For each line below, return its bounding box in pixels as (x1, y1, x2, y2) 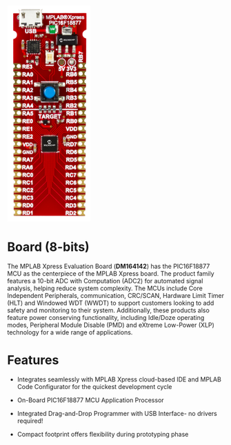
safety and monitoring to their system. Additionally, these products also (7, 306, 210, 314)
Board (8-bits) (7, 239, 90, 255)
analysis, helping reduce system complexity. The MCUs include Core (7, 284, 203, 292)
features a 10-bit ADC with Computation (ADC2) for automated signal (7, 276, 203, 285)
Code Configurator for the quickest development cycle (17, 382, 172, 390)
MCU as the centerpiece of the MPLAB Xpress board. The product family (7, 269, 215, 278)
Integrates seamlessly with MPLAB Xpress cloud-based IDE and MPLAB (17, 375, 222, 384)
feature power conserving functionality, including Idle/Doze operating (7, 313, 205, 321)
